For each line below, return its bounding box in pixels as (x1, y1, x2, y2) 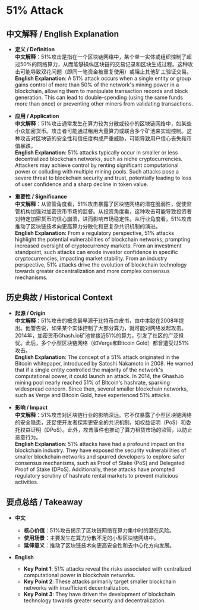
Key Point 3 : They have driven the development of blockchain (23, 590, 175, 597)
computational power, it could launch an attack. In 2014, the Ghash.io (14, 372, 184, 379)
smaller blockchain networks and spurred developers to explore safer (14, 453, 185, 460)
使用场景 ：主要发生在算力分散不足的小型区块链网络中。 (23, 534, 159, 541)
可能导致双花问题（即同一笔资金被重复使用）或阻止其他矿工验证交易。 (20, 68, 192, 75)
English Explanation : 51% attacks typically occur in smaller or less (14, 149, 178, 156)
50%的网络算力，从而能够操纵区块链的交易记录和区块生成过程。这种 (20, 61, 188, 67)
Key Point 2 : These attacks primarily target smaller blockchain (23, 578, 176, 585)
